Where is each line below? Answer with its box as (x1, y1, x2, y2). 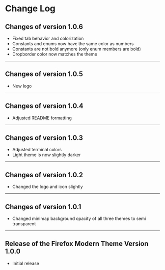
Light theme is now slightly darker (12, 152, 81, 158)
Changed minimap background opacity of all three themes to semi (12, 216, 146, 221)
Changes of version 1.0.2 (5, 170, 83, 179)
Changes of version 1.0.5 (5, 70, 83, 79)
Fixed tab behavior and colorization (12, 35, 84, 41)
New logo (12, 83, 32, 89)
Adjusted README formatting (12, 115, 72, 121)
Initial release (12, 260, 39, 266)
